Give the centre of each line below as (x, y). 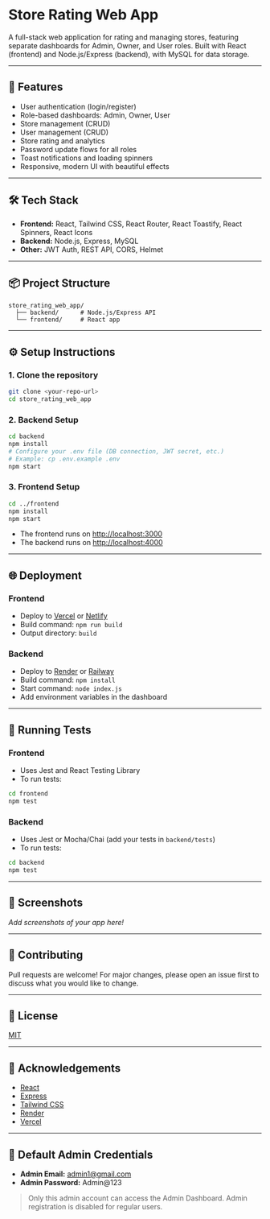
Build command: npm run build (71, 625)
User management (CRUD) (64, 132)
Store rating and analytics (63, 140)
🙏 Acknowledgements (65, 1068)
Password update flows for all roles (78, 149)
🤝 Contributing (46, 955)
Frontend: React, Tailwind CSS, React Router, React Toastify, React (131, 224)
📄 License (33, 1016)
